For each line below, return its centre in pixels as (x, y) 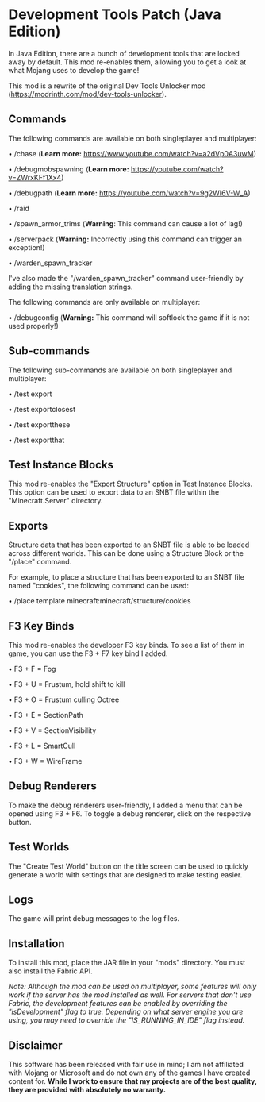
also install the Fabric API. (50, 971)
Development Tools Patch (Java (115, 15)
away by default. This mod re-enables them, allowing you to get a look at (127, 62)
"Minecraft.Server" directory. (56, 501)
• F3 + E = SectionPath (46, 715)
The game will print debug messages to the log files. (94, 919)
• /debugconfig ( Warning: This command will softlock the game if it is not (129, 317)
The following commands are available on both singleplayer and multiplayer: (132, 138)
